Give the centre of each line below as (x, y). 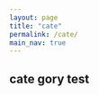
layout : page (34, 17)
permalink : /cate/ (44, 34)
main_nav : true (38, 43)
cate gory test (49, 78)
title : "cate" (36, 26)
